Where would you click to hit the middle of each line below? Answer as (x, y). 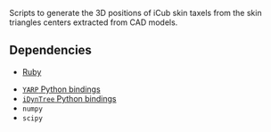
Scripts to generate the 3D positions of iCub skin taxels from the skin (135, 13)
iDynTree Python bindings (69, 98)
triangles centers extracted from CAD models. (94, 22)
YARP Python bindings (61, 89)
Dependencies (50, 50)
